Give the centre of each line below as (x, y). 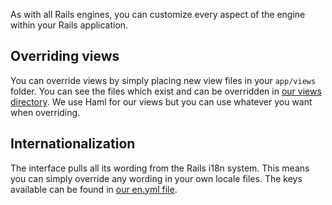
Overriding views (65, 56)
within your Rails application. (69, 25)
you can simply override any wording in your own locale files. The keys (156, 178)
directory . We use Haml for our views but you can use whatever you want (161, 101)
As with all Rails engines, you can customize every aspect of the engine (158, 14)
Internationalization (73, 144)
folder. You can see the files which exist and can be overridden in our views (166, 91)
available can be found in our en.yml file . (94, 189)
